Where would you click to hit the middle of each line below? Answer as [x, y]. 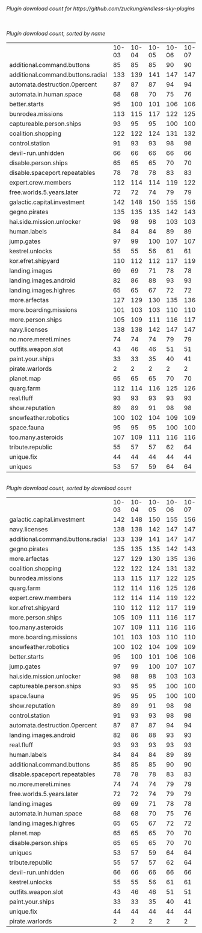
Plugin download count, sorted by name [56, 34]
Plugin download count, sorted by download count [69, 488]
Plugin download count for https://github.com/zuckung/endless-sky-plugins [101, 8]
